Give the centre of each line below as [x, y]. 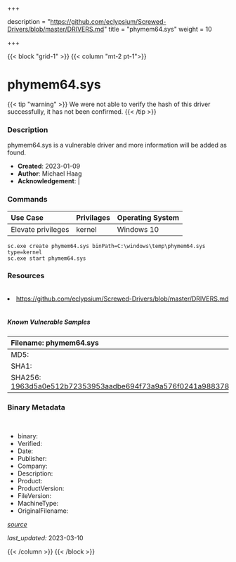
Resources [26, 276]
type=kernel [25, 252]
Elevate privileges [40, 229]
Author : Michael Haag [50, 174]
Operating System [148, 217]
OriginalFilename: [43, 511]
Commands [27, 200]
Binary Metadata [36, 407]
